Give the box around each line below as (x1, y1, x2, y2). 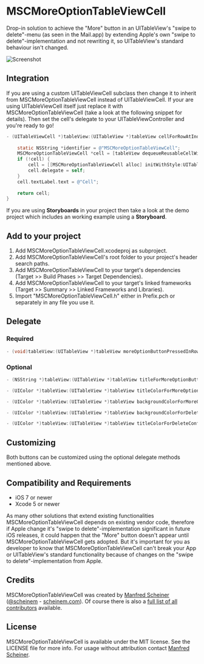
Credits (6, 575, 35, 585)
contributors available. (6, 604, 63, 611)
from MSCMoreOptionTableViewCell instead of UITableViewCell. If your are (6, 96, 194, 103)
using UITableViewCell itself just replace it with (6, 102, 123, 110)
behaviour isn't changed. (6, 44, 69, 51)
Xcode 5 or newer (15, 500, 60, 508)
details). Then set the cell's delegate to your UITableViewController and (6, 115, 185, 122)
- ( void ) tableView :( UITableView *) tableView (6, 348, 121, 354)
